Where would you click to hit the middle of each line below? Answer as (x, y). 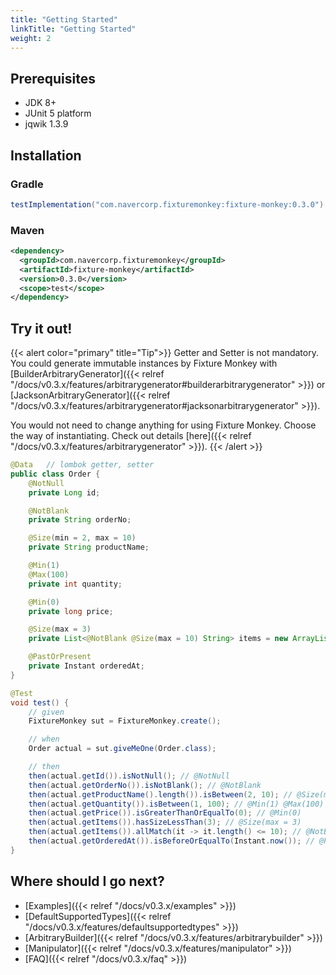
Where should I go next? (87, 881)
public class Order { (55, 474)
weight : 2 (31, 38)
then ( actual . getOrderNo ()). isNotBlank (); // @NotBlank (145, 785)
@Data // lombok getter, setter (82, 465)
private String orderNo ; (80, 520)
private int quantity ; (75, 584)
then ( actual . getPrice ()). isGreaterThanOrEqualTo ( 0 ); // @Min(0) (165, 813)
